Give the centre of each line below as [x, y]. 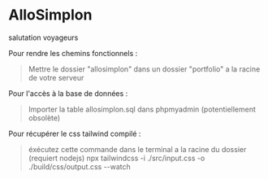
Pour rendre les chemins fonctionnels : [73, 53]
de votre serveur [56, 77]
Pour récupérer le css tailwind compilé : [75, 133]
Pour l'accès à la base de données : [68, 93]
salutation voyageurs [43, 37]
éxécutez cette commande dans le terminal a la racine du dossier [137, 149]
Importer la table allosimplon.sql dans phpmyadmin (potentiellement [142, 109]
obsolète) [44, 118]
